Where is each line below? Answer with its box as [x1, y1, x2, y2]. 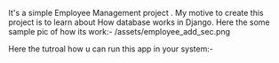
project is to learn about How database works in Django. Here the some [8, 17, 270, 28]
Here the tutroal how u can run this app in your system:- [8, 43, 214, 54]
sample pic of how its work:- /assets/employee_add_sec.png [8, 27, 231, 36]
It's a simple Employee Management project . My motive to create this [8, 8, 264, 18]
